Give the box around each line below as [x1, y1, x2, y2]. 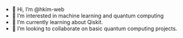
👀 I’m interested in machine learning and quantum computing [11, 12, 164, 19]
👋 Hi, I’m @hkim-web [11, 6, 65, 13]
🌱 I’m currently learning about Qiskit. [11, 19, 103, 25]
